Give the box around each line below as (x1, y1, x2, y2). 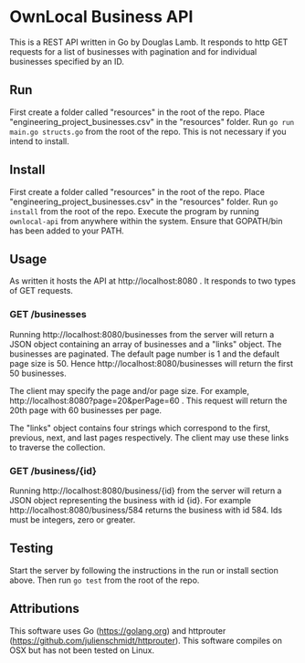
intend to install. (9, 135, 70, 147)
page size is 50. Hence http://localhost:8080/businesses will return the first (9, 357, 294, 368)
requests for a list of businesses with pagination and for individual (9, 46, 258, 57)
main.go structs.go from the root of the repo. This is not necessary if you (9, 126, 287, 137)
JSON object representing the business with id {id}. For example (9, 494, 251, 505)
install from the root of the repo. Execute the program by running (9, 205, 259, 216)
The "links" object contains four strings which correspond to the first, (9, 422, 271, 433)
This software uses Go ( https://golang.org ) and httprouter (9, 625, 226, 636)
